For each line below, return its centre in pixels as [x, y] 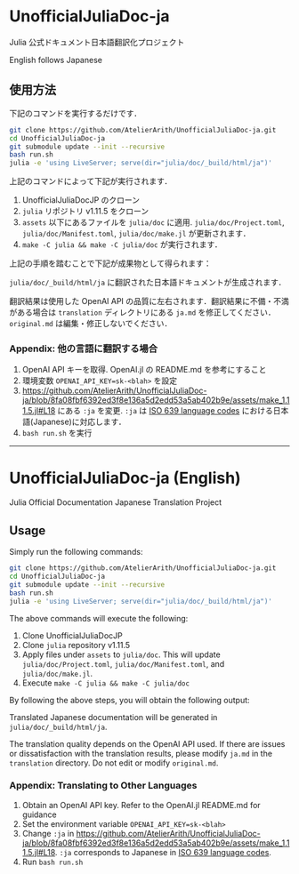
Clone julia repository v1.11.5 [76, 645]
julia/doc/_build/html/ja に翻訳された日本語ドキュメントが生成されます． [148, 283]
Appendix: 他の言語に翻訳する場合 [84, 349]
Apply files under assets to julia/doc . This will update [121, 654]
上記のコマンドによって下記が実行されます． [91, 181]
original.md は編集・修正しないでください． [91, 324]
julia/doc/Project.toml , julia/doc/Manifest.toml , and [123, 663]
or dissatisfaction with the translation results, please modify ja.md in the [141, 753]
